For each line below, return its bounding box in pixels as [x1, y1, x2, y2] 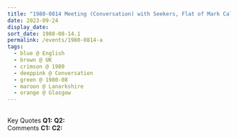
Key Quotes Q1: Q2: [7, 116, 65, 125]
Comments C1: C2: [7, 124, 63, 132]
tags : [7, 43, 23, 50]
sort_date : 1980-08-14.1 [7, 30, 81, 38]
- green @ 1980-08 [13, 76, 69, 84]
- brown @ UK [13, 57, 52, 64]
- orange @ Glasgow [13, 89, 72, 96]
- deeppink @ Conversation [13, 69, 93, 76]
